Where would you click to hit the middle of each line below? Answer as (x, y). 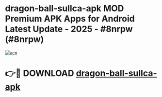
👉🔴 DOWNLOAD (40, 73)
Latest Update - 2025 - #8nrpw (69, 29)
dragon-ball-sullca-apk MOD (65, 8)
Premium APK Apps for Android (70, 19)
